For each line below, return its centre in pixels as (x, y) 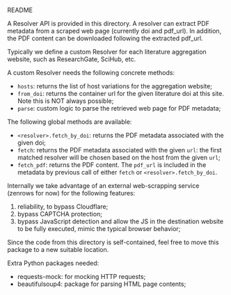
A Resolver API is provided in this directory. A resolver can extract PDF (109, 23)
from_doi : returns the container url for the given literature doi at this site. (120, 94)
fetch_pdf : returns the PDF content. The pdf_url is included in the (112, 165)
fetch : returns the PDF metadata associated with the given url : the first (119, 150)
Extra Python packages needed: (53, 263)
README (20, 10)
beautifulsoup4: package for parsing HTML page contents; (102, 284)
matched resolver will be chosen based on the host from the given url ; (119, 157)
